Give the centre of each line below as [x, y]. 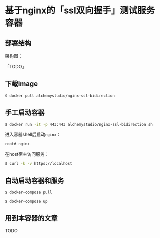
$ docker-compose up [27, 201]
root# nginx [17, 144]
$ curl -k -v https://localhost [39, 164]
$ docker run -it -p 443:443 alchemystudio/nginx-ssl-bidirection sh [79, 124]
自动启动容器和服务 [35, 181]
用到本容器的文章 [31, 218]
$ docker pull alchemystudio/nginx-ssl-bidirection [60, 96]
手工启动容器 [25, 112]
